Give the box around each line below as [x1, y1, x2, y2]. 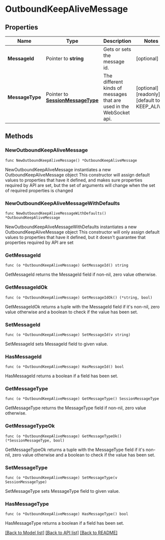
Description [103, 38, 132, 44]
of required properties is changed [5, 187, 73, 193]
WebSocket [103, 109, 130, 116]
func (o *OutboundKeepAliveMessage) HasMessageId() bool [5, 364, 124, 369]
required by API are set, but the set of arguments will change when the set [5, 182, 156, 188]
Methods [5, 132, 33, 141]
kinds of [103, 85, 122, 91]
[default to [136, 97, 161, 104]
